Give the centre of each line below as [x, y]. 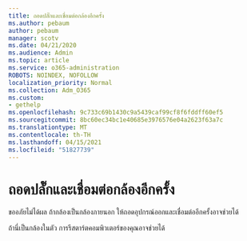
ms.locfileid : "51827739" [51, 150]
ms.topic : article [39, 61]
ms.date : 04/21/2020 [43, 46]
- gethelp [25, 105]
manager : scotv [34, 38]
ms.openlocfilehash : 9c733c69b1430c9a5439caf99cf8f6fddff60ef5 [116, 113]
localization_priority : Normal [60, 82]
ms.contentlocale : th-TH [50, 135]
